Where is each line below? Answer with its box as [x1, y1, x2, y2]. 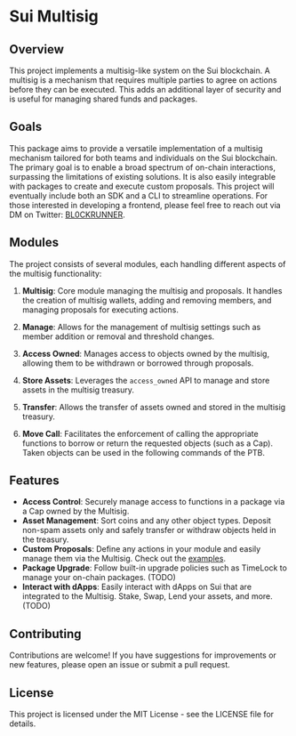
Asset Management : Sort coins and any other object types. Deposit [21, 515, 271, 526]
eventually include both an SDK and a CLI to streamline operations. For [9, 190, 268, 201]
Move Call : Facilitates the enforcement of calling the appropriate [21, 428, 260, 439]
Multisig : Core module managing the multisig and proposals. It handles [21, 285, 283, 295]
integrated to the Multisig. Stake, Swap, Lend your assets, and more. [21, 591, 273, 602]
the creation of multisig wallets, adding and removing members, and [21, 295, 272, 305]
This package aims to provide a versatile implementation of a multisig [9, 142, 263, 153]
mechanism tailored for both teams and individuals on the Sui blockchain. [9, 152, 278, 163]
